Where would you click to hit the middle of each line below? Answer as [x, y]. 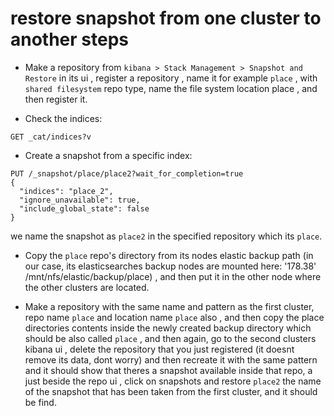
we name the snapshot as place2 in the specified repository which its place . [166, 236]
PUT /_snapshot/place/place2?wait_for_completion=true [127, 173]
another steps [69, 39]
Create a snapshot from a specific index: [108, 155]
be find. [40, 402]
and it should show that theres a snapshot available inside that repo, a [168, 370]
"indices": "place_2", [66, 191]
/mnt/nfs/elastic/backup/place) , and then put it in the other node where [173, 276]
